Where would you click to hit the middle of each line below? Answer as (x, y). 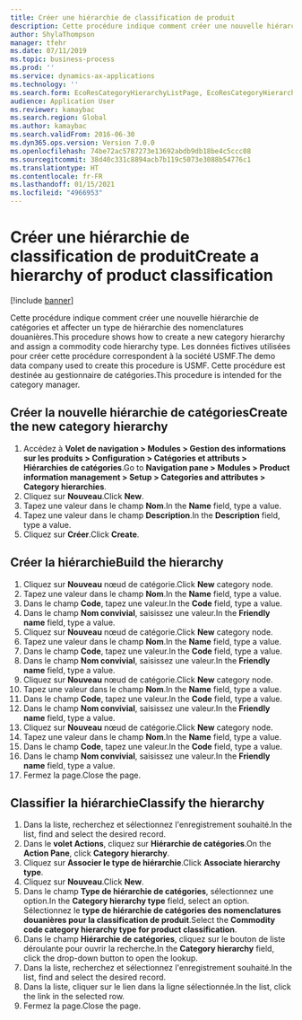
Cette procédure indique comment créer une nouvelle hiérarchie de (134, 317)
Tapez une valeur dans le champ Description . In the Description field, (151, 515)
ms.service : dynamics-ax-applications (82, 76)
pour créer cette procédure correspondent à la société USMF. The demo (143, 356)
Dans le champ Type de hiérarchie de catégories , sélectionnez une (148, 892)
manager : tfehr (39, 43)
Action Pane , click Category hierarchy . (96, 853)
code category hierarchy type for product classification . (130, 929)
